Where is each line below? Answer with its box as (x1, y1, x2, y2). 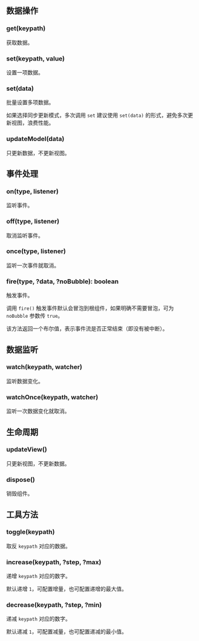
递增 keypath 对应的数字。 (6, 573, 71, 580)
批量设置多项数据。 (6, 99, 54, 106)
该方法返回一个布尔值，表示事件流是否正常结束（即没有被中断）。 (6, 325, 168, 332)
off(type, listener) (6, 217, 59, 226)
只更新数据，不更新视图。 (6, 149, 70, 156)
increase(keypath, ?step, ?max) (6, 557, 102, 566)
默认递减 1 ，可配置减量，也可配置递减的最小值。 (6, 628, 128, 636)
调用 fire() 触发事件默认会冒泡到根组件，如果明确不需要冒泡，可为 (6, 304, 174, 312)
